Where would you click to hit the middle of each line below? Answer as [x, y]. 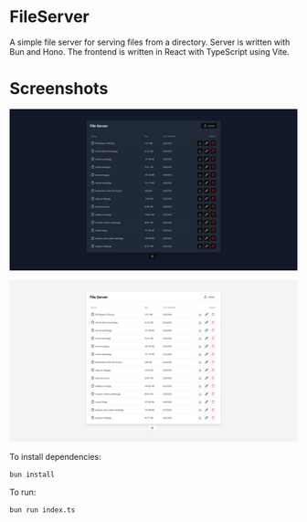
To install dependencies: [56, 456]
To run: [23, 492]
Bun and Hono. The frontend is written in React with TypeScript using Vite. [149, 51]
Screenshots [59, 89]
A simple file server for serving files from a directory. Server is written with [150, 42]
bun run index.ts [42, 510]
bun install [32, 475]
